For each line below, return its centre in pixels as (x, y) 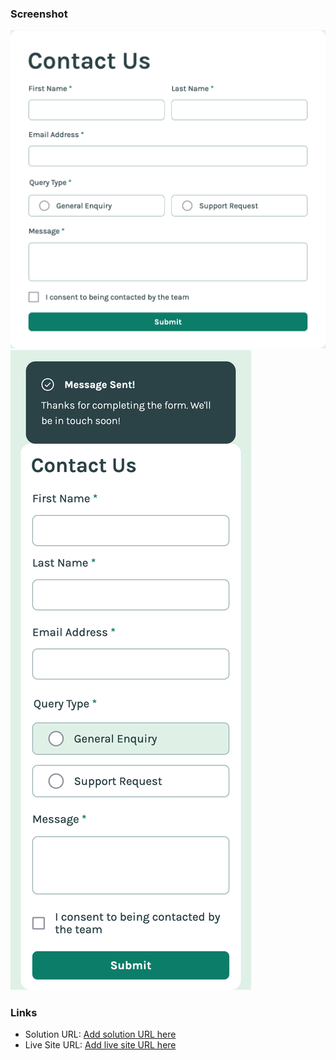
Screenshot (39, 14)
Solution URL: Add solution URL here (100, 1034)
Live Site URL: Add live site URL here (100, 1045)
